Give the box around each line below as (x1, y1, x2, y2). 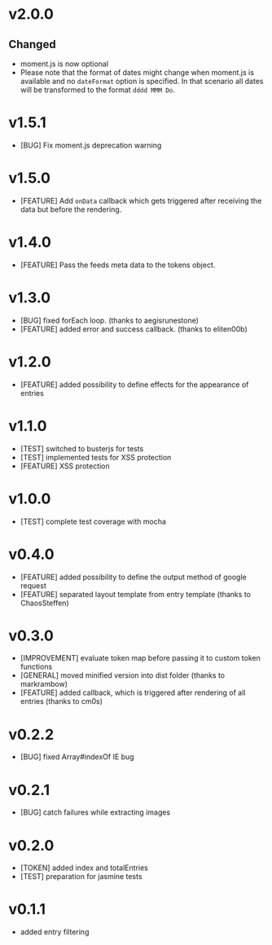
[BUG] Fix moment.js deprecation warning (20, 140, 162, 150)
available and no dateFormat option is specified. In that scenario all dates (20, 77, 264, 86)
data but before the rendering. (20, 204, 122, 214)
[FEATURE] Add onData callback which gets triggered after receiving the (20, 196, 262, 205)
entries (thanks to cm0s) (20, 697, 103, 706)
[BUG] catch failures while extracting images (20, 807, 171, 817)
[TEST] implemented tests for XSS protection (20, 452, 172, 462)
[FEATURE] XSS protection (20, 461, 110, 471)
